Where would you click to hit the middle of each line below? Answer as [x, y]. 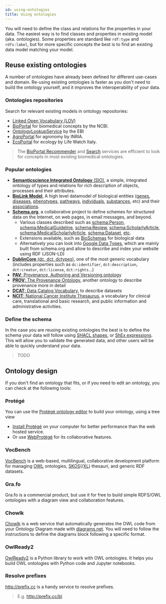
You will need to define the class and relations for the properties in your [78, 28]
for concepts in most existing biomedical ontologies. [71, 156]
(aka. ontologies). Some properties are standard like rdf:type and [72, 39]
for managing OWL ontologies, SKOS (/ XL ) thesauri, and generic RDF [75, 466]
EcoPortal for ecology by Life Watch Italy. [55, 142]
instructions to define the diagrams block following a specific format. [75, 534]
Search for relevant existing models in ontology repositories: [67, 111]
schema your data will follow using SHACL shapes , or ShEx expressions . [79, 335]
